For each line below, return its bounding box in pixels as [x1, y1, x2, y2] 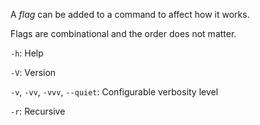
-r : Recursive [10, 105, 66, 117]
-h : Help [10, 47, 44, 59]
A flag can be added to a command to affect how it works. [10, 9, 250, 20]
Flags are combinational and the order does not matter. [10, 28, 237, 39]
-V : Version [10, 67, 57, 78]
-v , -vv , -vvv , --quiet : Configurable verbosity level [10, 86, 219, 98]
